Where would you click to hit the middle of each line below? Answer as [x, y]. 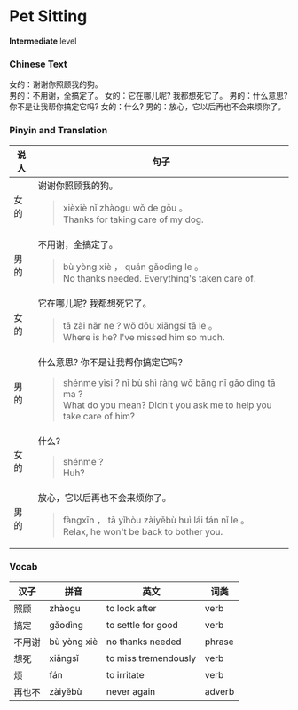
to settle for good [142, 625]
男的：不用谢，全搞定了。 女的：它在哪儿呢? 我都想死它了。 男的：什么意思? [149, 96]
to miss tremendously [151, 658]
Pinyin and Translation [59, 131]
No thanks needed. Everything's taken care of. [159, 278]
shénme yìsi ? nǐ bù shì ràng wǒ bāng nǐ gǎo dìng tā [169, 382]
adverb [220, 691]
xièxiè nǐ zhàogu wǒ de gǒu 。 [125, 208]
